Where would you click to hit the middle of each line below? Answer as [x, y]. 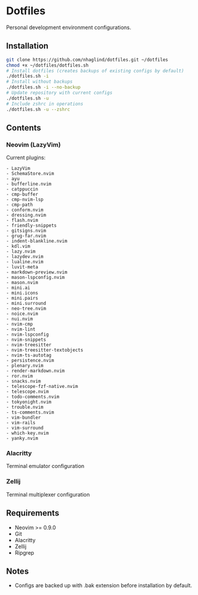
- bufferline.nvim [29, 184]
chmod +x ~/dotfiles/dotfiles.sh [47, 65]
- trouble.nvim [25, 408]
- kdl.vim [18, 246]
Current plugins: [26, 158]
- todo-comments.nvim [33, 397]
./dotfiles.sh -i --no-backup [44, 87]
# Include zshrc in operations [45, 104]
